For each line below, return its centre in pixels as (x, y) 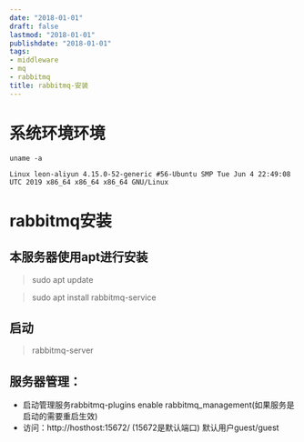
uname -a (26, 158)
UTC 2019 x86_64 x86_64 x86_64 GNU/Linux (89, 182)
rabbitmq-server (62, 350)
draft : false (34, 26)
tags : (20, 52)
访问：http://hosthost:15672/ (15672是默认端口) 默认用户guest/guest (151, 427)
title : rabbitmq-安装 (49, 85)
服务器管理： (46, 382)
